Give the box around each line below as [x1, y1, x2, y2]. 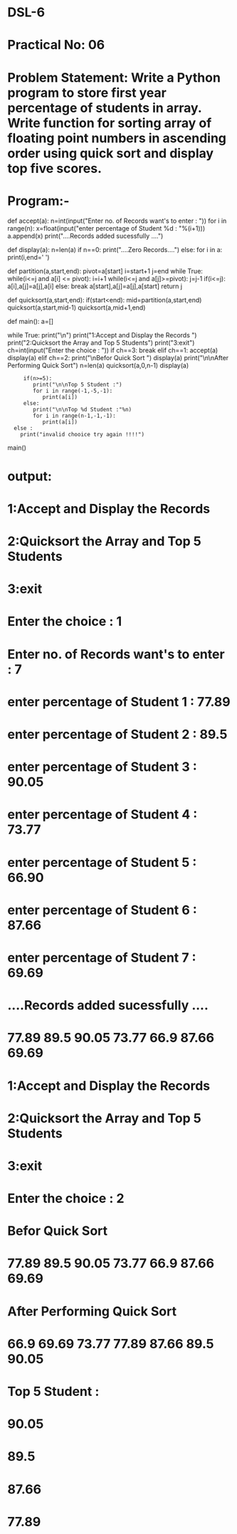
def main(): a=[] [7, 317, 54, 325]
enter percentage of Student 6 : [7, 902, 197, 918]
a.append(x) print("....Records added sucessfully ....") [7, 231, 164, 240]
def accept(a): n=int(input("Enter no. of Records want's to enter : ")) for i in [7, 216, 227, 225]
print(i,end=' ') [7, 253, 50, 261]
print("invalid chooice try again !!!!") [20, 431, 144, 438]
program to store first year [7, 85, 167, 100]
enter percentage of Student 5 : [7, 854, 197, 871]
